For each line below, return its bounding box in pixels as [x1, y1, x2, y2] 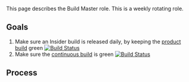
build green [14, 44, 44, 51]
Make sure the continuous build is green [14, 51, 114, 58]
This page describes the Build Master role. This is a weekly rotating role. [6, 5, 184, 12]
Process [6, 68, 38, 78]
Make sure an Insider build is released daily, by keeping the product [14, 38, 181, 45]
